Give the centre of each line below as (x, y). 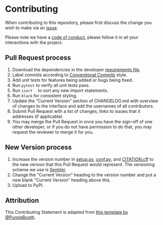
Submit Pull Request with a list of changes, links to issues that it (76, 111)
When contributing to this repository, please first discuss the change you (78, 22)
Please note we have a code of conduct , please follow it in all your (72, 37)
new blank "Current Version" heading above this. (61, 180)
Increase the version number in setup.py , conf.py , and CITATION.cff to (83, 159)
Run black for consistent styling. (45, 95)
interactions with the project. (34, 42)
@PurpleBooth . (20, 217)
